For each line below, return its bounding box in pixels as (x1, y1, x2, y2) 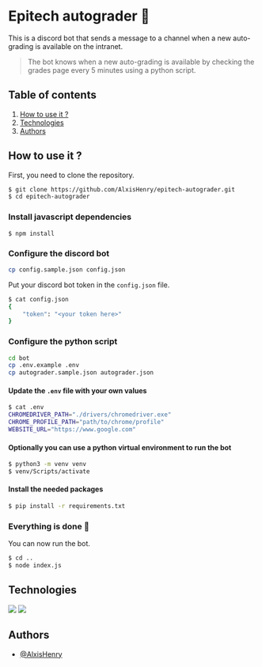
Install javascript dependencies (8, 211, 132, 222)
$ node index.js (8, 562, 62, 570)
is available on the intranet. (35, 41, 123, 51)
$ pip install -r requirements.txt (8, 502, 126, 510)
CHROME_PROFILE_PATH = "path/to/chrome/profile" (8, 419, 165, 426)
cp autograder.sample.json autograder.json (8, 369, 154, 377)
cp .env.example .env (8, 362, 80, 370)
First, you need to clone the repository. (8, 170, 135, 180)
